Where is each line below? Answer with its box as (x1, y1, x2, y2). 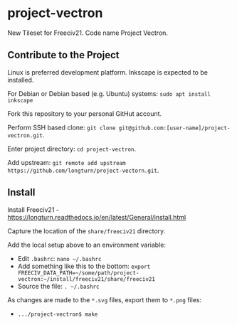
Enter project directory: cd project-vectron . (7, 144, 137, 153)
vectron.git (7, 132, 43, 139)
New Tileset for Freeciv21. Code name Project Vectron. (7, 28, 169, 37)
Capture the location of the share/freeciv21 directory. (7, 226, 166, 235)
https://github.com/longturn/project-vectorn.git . (7, 166, 159, 174)
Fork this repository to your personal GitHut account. (7, 109, 162, 118)
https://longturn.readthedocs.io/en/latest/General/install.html (7, 213, 186, 221)
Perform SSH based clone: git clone (7, 123, 116, 132)
